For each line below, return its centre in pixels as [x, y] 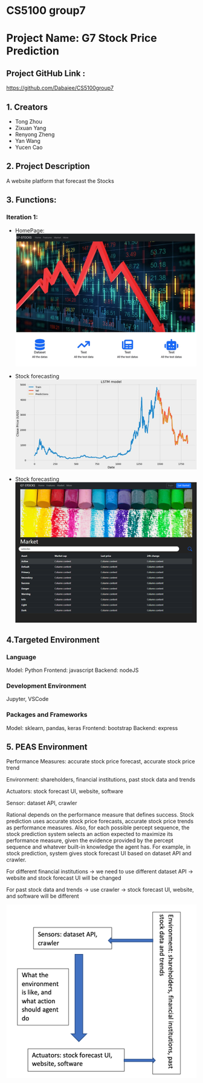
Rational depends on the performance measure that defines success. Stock [100, 815]
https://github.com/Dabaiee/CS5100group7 [60, 88]
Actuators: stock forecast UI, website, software [65, 791]
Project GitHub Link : [46, 73]
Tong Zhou [28, 121]
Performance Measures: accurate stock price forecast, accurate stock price [101, 762]
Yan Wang [28, 141]
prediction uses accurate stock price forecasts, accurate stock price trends [100, 821]
